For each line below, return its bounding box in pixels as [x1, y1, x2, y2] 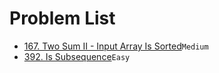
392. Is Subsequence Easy [23, 50, 131, 62]
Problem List [9, 7, 116, 30]
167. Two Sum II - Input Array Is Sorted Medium [23, 40, 209, 52]
